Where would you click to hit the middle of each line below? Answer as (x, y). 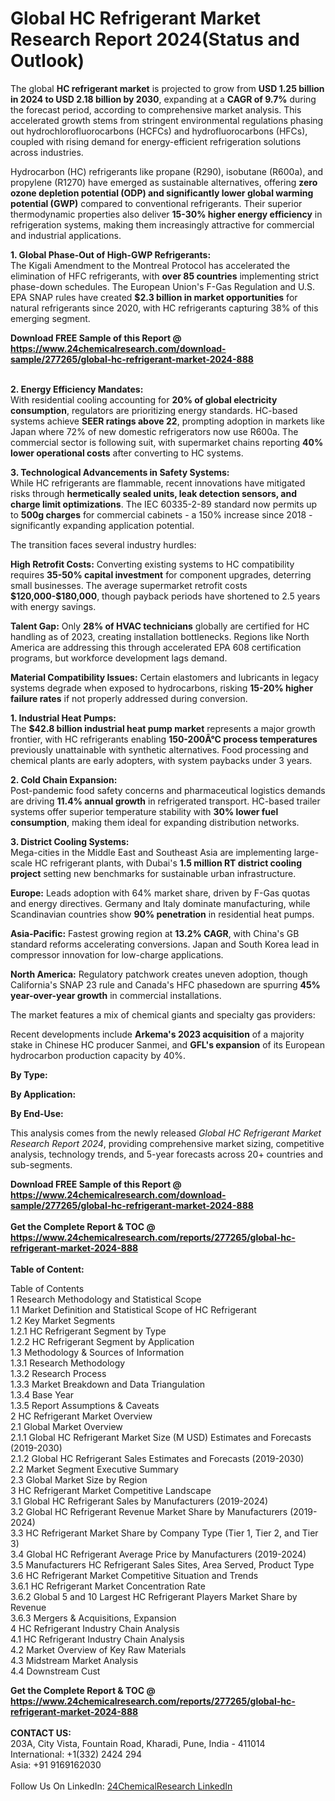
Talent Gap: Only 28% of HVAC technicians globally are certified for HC (160, 626)
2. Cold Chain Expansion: (64, 779)
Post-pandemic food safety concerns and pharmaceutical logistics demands (168, 790)
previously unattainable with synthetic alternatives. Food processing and (159, 749)
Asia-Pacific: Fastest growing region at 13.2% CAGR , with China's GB (155, 933)
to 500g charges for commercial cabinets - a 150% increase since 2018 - (161, 514)
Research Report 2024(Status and (155, 39)
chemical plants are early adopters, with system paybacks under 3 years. (161, 760)
